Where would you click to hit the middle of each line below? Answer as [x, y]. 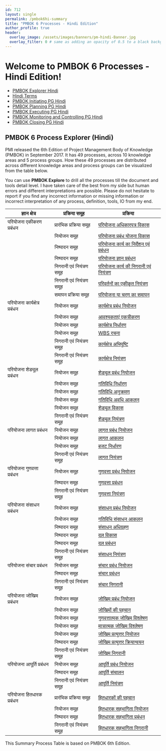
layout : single [21, 14]
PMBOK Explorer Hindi [35, 90]
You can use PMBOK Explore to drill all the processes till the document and [82, 180]
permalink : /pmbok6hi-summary [36, 19]
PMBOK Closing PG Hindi [38, 122]
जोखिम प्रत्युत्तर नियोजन [119, 634]
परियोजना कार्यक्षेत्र [23, 303]
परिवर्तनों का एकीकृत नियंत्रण [123, 283]
